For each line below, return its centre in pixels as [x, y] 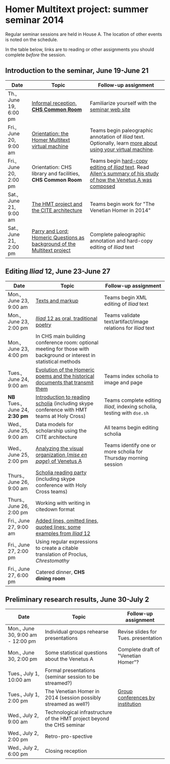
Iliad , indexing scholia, [130, 406]
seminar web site [110, 109]
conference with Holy [61, 485]
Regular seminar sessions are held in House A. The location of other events [84, 34]
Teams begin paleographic [121, 130]
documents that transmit [65, 383]
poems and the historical [65, 376]
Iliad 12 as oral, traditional [66, 318]
